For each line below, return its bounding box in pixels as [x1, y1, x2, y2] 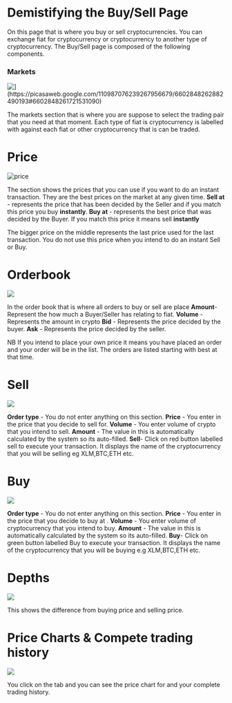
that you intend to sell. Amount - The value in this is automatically [7, 428, 195, 436]
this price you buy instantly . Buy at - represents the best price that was [7, 208, 212, 216]
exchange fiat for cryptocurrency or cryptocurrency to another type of [7, 34, 207, 43]
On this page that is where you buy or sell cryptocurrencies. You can [7, 28, 202, 36]
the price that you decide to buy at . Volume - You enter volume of [7, 516, 197, 525]
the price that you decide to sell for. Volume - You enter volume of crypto [7, 420, 216, 428]
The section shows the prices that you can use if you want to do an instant [7, 186, 220, 194]
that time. [7, 353, 35, 362]
